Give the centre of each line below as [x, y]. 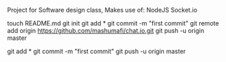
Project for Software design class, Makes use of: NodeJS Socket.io [102, 10]
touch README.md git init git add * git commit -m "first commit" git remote [113, 23]
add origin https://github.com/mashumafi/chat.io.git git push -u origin [106, 31]
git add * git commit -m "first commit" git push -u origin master [96, 51]
